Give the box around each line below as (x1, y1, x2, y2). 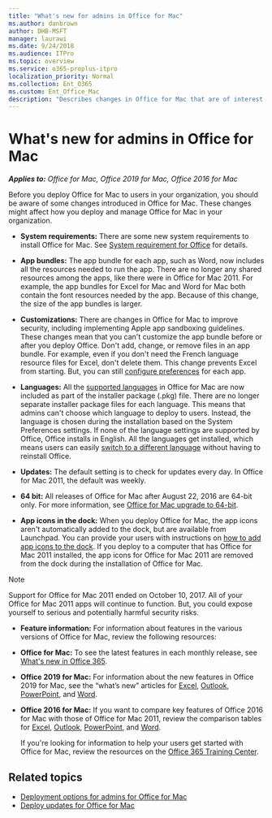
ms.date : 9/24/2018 (8, 42, 75, 50)
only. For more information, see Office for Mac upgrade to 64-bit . (19, 500, 239, 510)
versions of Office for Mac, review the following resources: (19, 632, 218, 642)
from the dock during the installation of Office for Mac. (19, 559, 203, 569)
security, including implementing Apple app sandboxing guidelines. (19, 323, 245, 333)
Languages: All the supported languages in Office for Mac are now (19, 383, 245, 392)
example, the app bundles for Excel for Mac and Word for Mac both (19, 282, 246, 292)
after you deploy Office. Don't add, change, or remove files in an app (19, 340, 250, 350)
